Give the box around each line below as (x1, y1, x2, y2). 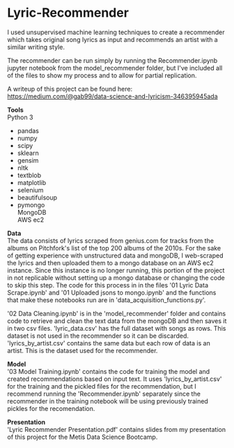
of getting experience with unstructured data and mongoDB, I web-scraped (7, 251, 224, 260)
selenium (17, 186, 44, 194)
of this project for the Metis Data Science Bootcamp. (7, 433, 158, 441)
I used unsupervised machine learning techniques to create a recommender (7, 28, 225, 36)
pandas (17, 126, 40, 135)
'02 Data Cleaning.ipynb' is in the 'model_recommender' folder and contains (7, 309, 226, 318)
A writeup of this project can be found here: (7, 84, 133, 93)
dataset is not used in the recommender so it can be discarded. (7, 331, 189, 340)
